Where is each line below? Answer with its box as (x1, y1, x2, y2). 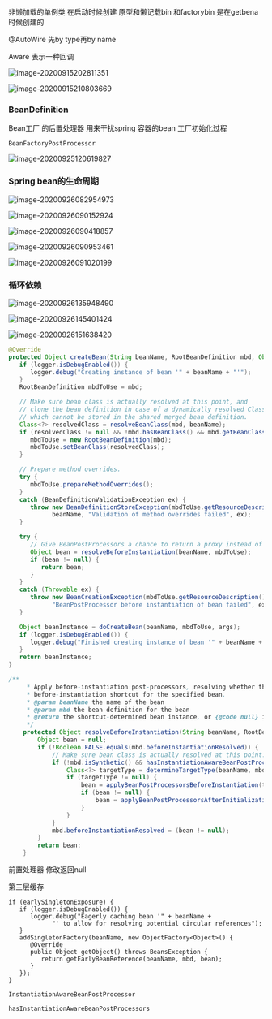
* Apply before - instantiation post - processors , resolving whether (26, 683, 255, 691)
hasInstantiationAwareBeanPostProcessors (8, 1005, 151, 1013)
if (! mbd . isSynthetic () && (51, 758, 143, 766)
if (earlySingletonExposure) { (8, 898, 114, 907)
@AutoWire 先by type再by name (8, 35, 117, 44)
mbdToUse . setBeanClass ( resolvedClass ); (29, 443, 164, 451)
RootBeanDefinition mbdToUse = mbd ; (19, 383, 143, 391)
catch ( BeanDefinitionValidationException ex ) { (19, 495, 186, 503)
